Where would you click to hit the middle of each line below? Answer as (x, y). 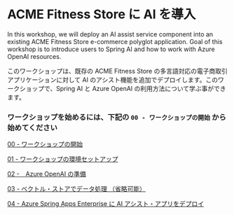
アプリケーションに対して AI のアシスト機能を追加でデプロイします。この (113, 79)
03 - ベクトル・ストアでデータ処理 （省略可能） (76, 189)
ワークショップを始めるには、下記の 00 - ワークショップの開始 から (117, 117)
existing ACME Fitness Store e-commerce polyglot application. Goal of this (115, 41)
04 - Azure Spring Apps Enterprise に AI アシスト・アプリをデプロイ (106, 204)
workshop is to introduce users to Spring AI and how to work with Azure (111, 49)
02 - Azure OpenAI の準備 (47, 174)
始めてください (33, 127)
